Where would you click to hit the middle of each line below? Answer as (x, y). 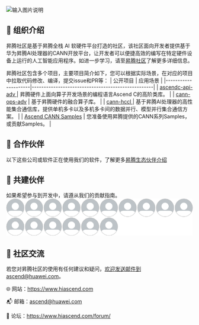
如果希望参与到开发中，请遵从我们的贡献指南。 (63, 195)
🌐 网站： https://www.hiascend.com (50, 289)
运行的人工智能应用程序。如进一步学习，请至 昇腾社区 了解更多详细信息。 (105, 60)
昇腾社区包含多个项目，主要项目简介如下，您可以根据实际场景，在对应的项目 (99, 73)
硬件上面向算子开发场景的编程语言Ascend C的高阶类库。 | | (102, 94)
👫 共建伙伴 (25, 180)
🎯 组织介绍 (25, 30)
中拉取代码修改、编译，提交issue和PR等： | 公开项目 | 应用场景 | (84, 81)
